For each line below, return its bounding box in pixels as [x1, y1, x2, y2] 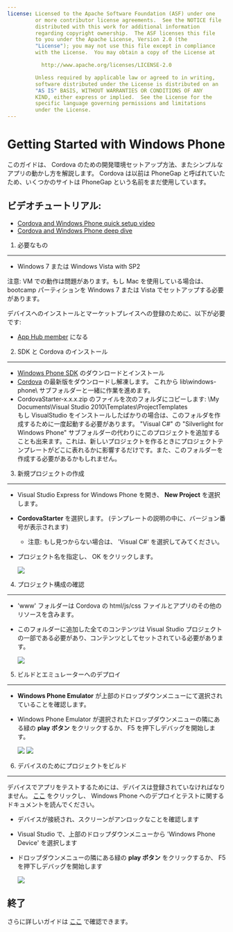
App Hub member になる [17, 332, 89, 341]
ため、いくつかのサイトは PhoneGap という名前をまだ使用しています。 [7, 177, 210, 186]
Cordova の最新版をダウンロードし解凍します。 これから [17, 377, 179, 386]
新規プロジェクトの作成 [17, 469, 85, 477]
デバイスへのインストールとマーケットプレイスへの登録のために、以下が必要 [7, 309, 225, 317]
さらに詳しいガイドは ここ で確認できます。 [7, 917, 132, 926]
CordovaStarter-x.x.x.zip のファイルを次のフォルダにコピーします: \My [17, 395, 220, 403]
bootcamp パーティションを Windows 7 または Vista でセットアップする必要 [7, 285, 224, 294]
